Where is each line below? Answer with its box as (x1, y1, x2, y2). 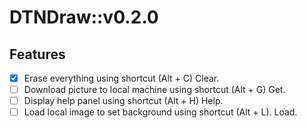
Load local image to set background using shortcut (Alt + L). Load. (23, 106, 298, 118)
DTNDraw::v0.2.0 (9, 6, 159, 29)
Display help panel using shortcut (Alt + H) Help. (23, 95, 224, 107)
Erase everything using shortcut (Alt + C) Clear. (23, 72, 220, 84)
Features (9, 46, 66, 63)
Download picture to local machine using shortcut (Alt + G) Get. (23, 84, 286, 96)
